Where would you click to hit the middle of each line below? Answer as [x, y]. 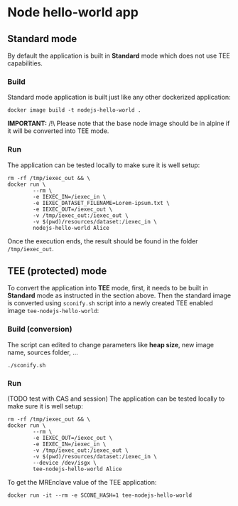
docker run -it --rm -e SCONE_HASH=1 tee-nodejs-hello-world [100, 495]
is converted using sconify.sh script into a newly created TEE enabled [110, 303]
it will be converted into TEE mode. [58, 131]
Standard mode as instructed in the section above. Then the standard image [119, 295]
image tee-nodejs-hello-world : [53, 311]
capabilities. [25, 63]
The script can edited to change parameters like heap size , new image [111, 344]
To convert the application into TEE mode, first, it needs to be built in [108, 288]
